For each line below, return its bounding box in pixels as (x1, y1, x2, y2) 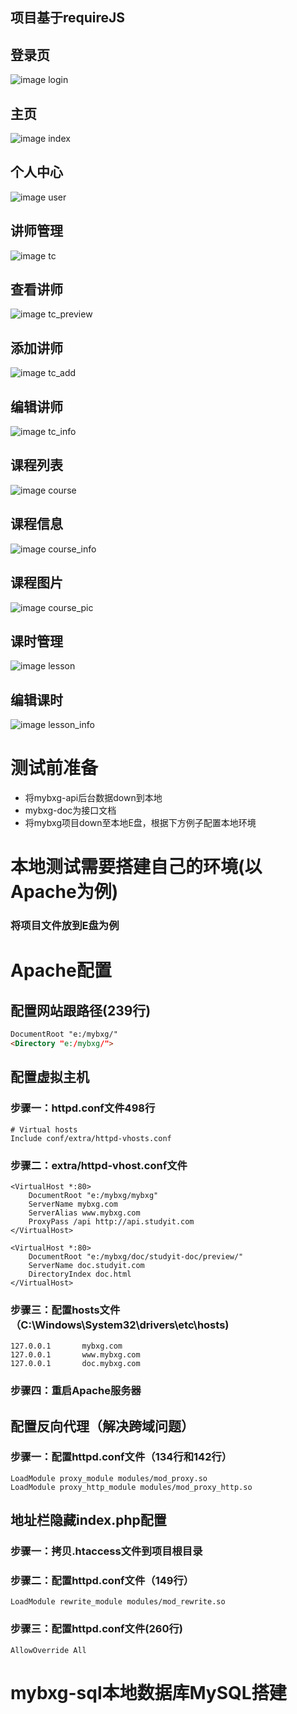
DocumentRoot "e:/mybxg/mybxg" (28, 1190, 159, 1200)
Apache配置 (10, 959, 112, 982)
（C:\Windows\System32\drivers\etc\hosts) (10, 1318, 230, 1332)
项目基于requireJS (10, 9, 126, 27)
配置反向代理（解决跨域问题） (10, 1418, 195, 1435)
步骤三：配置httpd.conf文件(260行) (10, 1622, 183, 1636)
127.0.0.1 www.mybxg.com (10, 1350, 141, 1360)
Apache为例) (10, 881, 119, 903)
